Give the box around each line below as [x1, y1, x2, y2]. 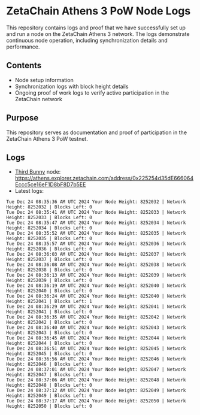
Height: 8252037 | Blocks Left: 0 [6, 256, 93, 263]
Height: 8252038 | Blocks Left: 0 [6, 267, 93, 273]
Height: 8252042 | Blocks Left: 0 [6, 319, 93, 326]
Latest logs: [14, 187, 44, 195]
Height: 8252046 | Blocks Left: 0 [6, 361, 93, 368]
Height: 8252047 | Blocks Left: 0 [6, 372, 93, 378]
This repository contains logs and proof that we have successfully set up [6, 24, 186, 31]
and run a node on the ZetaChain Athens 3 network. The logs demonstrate [6, 30, 190, 37]
